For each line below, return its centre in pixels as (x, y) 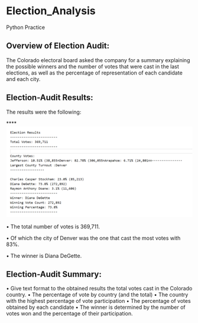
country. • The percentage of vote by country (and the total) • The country (97, 295)
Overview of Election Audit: (58, 46)
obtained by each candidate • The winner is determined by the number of (96, 307)
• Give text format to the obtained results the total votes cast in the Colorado (99, 289)
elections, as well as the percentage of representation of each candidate (95, 73)
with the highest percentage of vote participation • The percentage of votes (98, 301)
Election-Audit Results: (50, 98)
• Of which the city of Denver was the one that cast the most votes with (93, 238)
